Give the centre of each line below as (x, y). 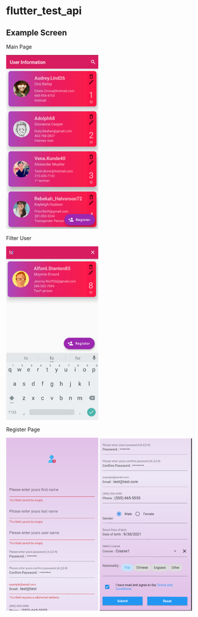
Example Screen (37, 33)
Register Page (23, 429)
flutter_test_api (44, 11)
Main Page (19, 47)
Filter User (19, 238)
